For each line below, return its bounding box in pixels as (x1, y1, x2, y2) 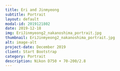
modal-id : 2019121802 (5, 21, 50, 26)
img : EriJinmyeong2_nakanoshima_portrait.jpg (5, 30, 101, 35)
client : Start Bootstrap (5, 49, 57, 54)
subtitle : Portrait (5, 12, 46, 17)
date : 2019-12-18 (5, 26, 41, 31)
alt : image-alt (5, 40, 37, 45)
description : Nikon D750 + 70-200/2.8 (5, 58, 86, 63)
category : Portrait (5, 53, 46, 59)
